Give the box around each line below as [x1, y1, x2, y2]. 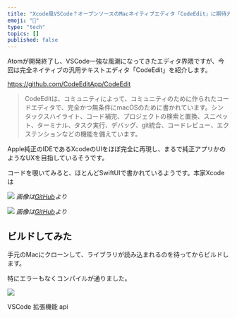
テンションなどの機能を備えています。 [30, 130, 142, 139]
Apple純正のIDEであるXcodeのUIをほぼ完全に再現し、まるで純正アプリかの [7, 145, 226, 153]
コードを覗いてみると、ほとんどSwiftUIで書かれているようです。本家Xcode [7, 169, 225, 177]
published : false [7, 37, 59, 44]
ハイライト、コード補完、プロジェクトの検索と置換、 [49, 112, 204, 121]
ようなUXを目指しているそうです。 [7, 153, 109, 163]
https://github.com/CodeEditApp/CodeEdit [7, 80, 131, 88]
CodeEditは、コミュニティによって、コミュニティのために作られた [24, 95, 217, 103]
